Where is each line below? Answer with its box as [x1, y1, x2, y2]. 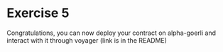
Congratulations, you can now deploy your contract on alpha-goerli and [6, 28, 216, 37]
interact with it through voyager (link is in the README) [6, 36, 168, 44]
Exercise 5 [6, 5, 70, 21]
